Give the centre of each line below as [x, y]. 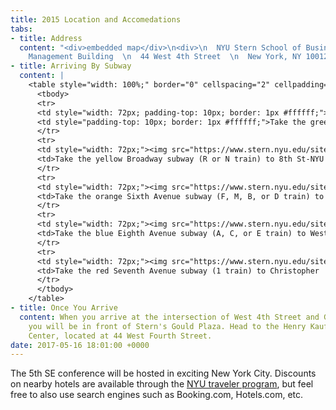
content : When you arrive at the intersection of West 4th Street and [169, 317]
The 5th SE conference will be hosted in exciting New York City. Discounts [163, 373]
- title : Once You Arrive [64, 308]
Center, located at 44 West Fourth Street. [120, 336]
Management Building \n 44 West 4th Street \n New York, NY [165, 57]
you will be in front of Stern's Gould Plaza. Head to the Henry [167, 326]
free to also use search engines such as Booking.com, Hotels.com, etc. [157, 395]
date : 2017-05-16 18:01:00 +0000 [80, 345]
